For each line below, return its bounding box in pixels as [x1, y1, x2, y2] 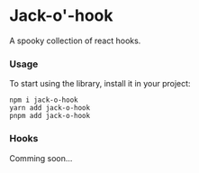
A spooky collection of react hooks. [9, 35, 141, 46]
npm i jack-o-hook [9, 96, 78, 105]
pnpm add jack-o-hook [9, 112, 91, 121]
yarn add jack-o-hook [9, 104, 91, 113]
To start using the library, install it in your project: [9, 78, 191, 89]
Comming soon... [9, 152, 73, 163]
